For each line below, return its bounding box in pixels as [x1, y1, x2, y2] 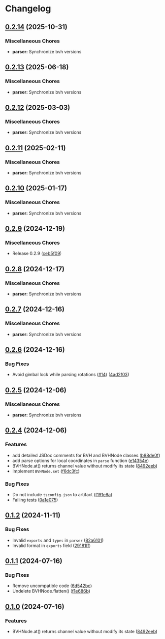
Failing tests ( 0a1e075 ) [12, 497, 58, 503]
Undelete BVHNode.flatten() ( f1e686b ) [12, 588, 90, 594]
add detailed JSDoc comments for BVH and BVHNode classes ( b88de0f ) [12, 452, 161, 458]
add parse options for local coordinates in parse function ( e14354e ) [12, 458, 149, 464]
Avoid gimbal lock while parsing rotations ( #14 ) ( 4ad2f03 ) [12, 372, 130, 378]
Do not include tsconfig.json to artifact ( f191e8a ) [12, 492, 113, 498]
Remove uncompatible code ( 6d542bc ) [12, 583, 92, 589]
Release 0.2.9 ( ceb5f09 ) [12, 251, 62, 256]
